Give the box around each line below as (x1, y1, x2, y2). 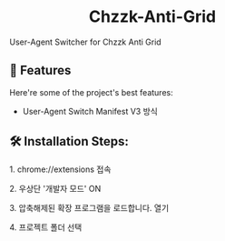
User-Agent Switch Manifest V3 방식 (22, 105, 159, 116)
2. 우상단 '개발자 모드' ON (9, 183, 102, 194)
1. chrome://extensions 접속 (9, 164, 112, 175)
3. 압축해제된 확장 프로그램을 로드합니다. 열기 (9, 202, 170, 213)
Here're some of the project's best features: (9, 86, 174, 97)
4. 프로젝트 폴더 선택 (9, 221, 83, 233)
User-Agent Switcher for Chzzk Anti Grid (9, 36, 161, 47)
